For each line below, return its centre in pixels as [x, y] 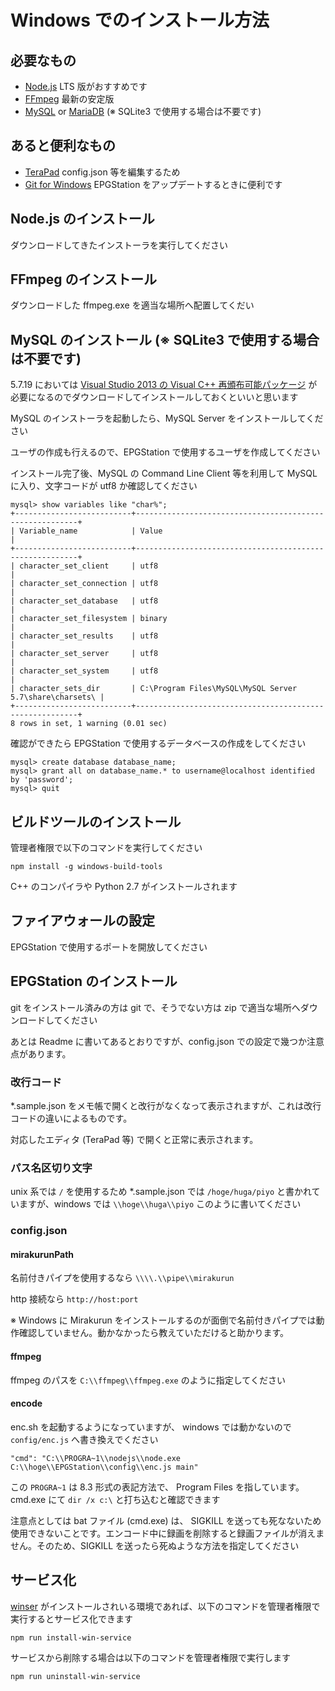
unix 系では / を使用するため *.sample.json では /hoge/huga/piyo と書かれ [161, 1192]
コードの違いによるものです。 [71, 1118]
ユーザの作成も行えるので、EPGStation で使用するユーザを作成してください [165, 452]
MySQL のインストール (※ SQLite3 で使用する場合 [165, 339]
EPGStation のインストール [94, 981]
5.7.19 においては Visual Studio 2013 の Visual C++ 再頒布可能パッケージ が [164, 385]
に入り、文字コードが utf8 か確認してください [104, 486]
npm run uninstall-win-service [75, 1676]
